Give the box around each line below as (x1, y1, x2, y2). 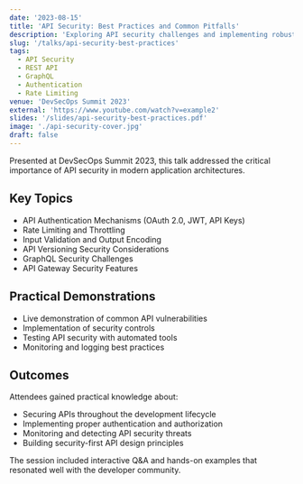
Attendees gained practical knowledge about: (9, 391, 179, 402)
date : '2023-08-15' (9, 13, 83, 23)
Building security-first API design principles (22, 438, 184, 449)
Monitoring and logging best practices (22, 342, 165, 352)
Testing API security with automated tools (22, 332, 178, 342)
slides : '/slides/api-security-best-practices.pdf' (9, 114, 207, 123)
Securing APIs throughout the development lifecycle (22, 409, 216, 420)
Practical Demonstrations (9, 289, 156, 305)
